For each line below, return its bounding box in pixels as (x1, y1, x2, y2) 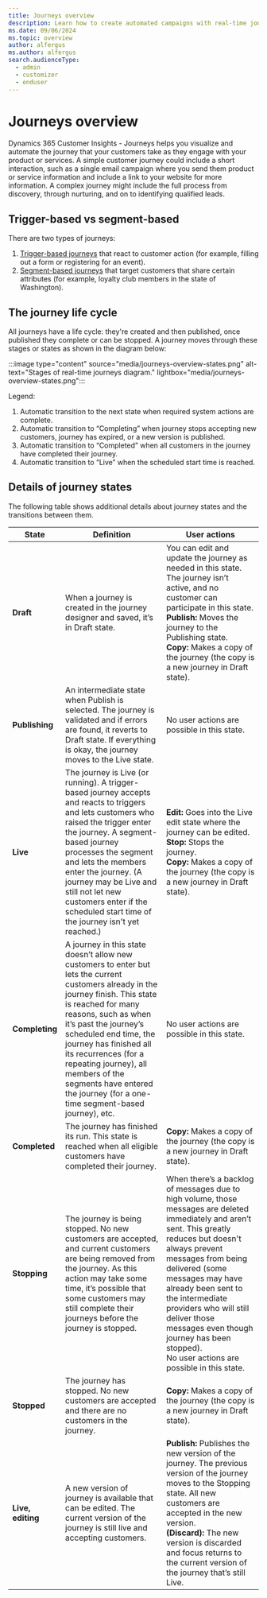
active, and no (165, 582, 219, 593)
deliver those (165, 1313, 215, 1324)
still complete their (64, 1302, 134, 1313)
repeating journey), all (64, 1058, 147, 1069)
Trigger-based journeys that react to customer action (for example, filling (19, 249, 259, 258)
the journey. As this (64, 1262, 137, 1274)
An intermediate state (64, 685, 145, 696)
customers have (64, 1150, 126, 1162)
